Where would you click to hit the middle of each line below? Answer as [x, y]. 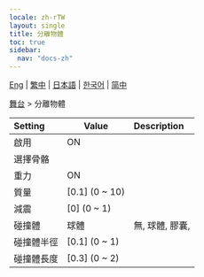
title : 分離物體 [36, 34]
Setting [29, 126]
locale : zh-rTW [37, 17]
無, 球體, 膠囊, [162, 225]
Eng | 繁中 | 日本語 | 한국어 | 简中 [68, 85]
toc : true [27, 42]
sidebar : [25, 50]
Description [159, 126]
